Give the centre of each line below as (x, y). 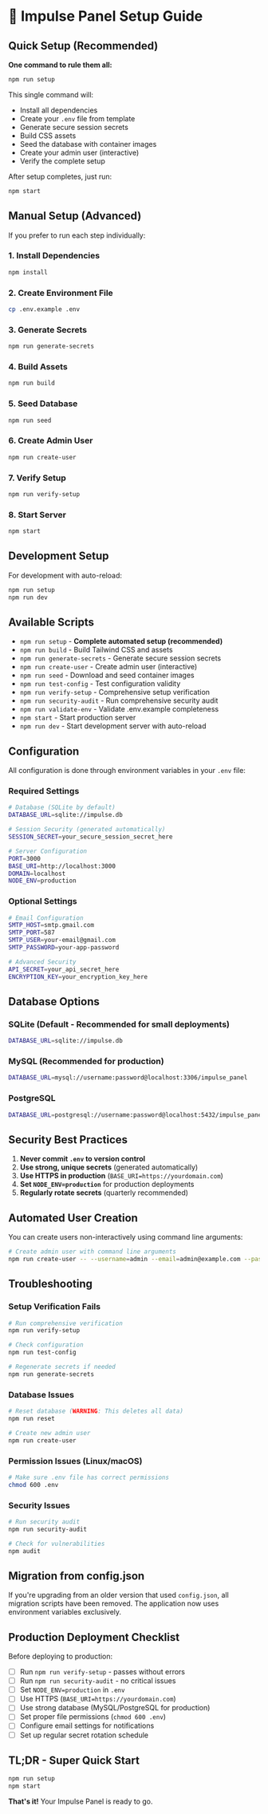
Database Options (54, 1002)
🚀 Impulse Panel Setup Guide (106, 16)
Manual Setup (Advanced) (75, 216)
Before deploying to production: (61, 1656)
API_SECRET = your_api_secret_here (64, 969)
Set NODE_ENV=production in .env (72, 1690)
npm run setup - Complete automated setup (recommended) (121, 641)
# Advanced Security (43, 962)
